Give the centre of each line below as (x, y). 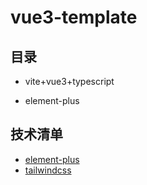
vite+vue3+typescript (69, 81)
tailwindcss (48, 170)
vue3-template (74, 17)
